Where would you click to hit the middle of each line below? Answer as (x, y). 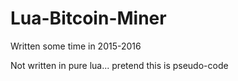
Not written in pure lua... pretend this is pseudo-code (119, 65)
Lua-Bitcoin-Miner (88, 18)
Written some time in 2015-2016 (76, 46)
